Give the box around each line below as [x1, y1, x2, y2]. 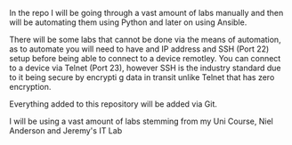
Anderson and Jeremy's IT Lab [9, 125, 123, 136]
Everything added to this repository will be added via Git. [9, 99, 218, 109]
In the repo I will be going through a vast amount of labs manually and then [9, 8, 284, 18]
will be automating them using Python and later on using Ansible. [9, 17, 247, 28]
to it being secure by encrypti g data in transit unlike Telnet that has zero [9, 72, 275, 83]
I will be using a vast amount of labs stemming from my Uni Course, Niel [9, 116, 273, 126]
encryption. [9, 82, 52, 92]
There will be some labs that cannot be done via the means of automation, [9, 35, 282, 44]
